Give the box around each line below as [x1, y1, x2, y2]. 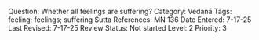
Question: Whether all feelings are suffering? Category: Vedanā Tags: [8, 7, 232, 16]
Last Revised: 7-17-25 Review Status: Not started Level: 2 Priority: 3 [8, 24, 228, 32]
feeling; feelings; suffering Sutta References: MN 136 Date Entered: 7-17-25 [8, 15, 252, 24]
